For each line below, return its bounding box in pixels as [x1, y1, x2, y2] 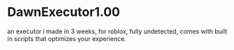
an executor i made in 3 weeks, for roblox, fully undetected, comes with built [7, 27, 228, 35]
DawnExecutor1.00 [7, 4, 120, 20]
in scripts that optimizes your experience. [7, 34, 127, 42]
